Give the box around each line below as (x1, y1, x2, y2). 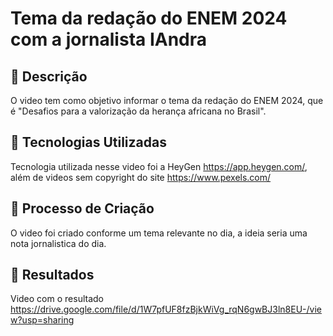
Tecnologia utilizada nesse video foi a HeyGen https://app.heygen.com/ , (10, 160, 308, 172)
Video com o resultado (10, 293, 104, 305)
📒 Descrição (10, 68, 88, 85)
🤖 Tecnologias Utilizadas (10, 134, 167, 151)
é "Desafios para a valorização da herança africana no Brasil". (10, 105, 267, 117)
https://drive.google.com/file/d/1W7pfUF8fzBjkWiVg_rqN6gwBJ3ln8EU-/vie (10, 303, 322, 316)
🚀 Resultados (10, 267, 95, 284)
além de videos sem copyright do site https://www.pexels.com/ (10, 171, 272, 183)
